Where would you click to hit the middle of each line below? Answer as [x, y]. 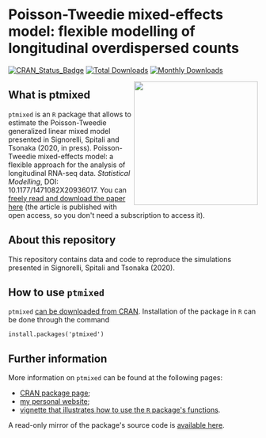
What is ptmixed [49, 95]
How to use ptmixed [56, 292]
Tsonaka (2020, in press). [50, 147]
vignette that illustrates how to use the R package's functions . [120, 410]
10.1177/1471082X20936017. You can [67, 190]
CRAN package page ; [55, 393]
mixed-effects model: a [76, 156]
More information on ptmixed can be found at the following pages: [116, 378]
